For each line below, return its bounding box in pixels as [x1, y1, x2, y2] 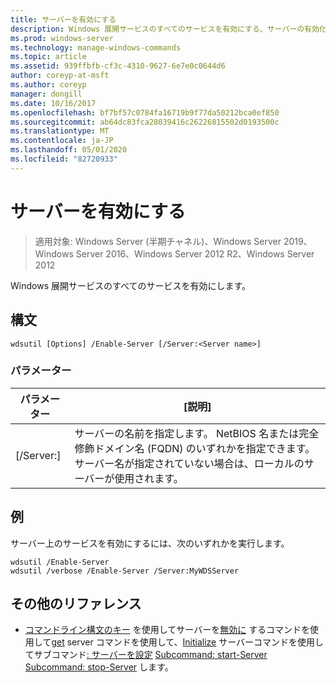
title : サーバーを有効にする [10, 14, 117, 25]
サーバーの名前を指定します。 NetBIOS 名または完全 [74, 426, 320, 440]
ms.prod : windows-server [10, 33, 114, 43]
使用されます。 [114, 471, 184, 485]
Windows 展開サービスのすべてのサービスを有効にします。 [10, 279, 252, 291]
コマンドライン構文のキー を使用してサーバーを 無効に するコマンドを [24, 624, 311, 636]
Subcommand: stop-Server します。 [24, 661, 174, 673]
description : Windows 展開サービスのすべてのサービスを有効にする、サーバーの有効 [10, 24, 320, 34]
